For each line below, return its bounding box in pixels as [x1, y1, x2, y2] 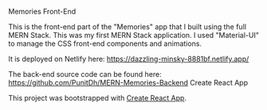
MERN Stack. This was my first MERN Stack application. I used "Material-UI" [8, 31, 259, 40]
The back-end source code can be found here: [8, 70, 162, 78]
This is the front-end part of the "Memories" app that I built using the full [8, 22, 247, 31]
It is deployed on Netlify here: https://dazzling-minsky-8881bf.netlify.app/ [8, 55, 249, 63]
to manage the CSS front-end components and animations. [8, 39, 202, 48]
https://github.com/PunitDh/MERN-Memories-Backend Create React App [8, 78, 249, 87]
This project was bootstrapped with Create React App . [8, 93, 187, 102]
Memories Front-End [8, 7, 77, 16]
